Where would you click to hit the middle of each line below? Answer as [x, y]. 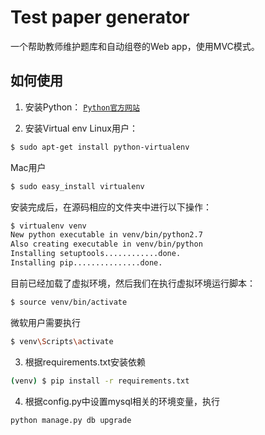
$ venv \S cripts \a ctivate [62, 341]
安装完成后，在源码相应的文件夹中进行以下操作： [111, 207]
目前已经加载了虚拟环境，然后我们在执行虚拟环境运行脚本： [133, 283]
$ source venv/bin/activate [69, 302]
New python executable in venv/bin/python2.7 [106, 235]
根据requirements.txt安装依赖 [85, 362]
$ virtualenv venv [48, 226]
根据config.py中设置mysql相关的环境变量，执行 [122, 401]
